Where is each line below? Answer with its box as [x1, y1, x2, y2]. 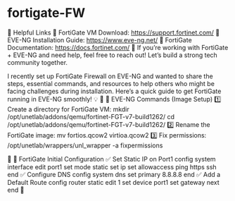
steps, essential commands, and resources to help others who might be [7, 79, 215, 87]
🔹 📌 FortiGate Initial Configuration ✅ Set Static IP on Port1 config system [7, 154, 216, 163]
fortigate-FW [7, 5, 86, 21]
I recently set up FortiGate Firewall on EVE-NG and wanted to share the [7, 72, 213, 80]
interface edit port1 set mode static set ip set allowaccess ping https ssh [7, 162, 217, 171]
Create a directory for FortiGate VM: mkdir [7, 104, 129, 114]
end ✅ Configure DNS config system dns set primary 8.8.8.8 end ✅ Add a [7, 170, 221, 178]
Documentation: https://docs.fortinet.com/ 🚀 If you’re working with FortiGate [7, 43, 229, 51]
